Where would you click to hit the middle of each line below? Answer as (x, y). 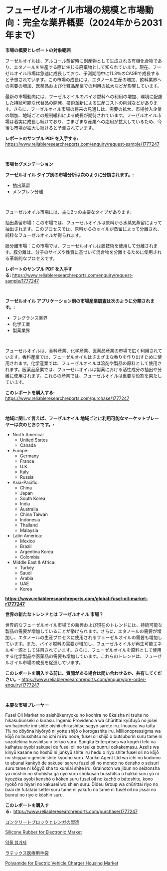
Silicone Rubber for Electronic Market (44, 832)
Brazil (26, 546)
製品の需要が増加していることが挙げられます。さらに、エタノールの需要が (81, 631)
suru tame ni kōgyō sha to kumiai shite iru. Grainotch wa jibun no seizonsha (83, 768)
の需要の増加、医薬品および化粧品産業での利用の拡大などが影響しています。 (83, 86)
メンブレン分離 (28, 191)
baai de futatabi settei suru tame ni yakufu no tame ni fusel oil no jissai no (81, 789)
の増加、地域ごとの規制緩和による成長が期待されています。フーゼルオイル (81, 115)
